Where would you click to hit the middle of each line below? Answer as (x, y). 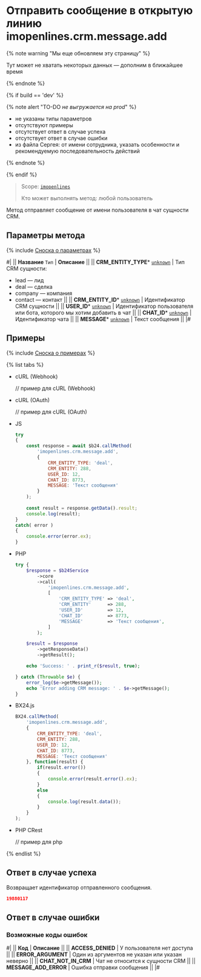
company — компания (44, 293)
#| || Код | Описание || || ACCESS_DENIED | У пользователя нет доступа (100, 948)
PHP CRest (29, 830)
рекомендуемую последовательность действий (77, 151)
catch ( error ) (34, 525)
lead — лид (29, 280)
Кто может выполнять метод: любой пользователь (87, 198)
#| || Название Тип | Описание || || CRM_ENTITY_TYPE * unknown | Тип (95, 262)
